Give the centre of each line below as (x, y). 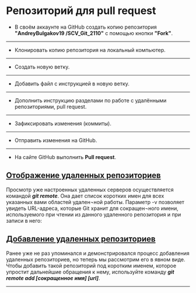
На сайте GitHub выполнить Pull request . (65, 157)
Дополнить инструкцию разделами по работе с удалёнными (90, 100)
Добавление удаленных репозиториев (81, 239)
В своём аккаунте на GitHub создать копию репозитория (85, 27)
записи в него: (24, 220)
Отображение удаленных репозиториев (84, 176)
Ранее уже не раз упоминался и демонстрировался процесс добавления (98, 253)
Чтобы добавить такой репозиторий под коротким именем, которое (91, 266)
